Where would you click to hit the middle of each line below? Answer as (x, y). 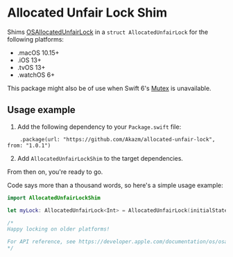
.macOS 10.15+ (38, 53)
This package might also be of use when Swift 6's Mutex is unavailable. (109, 88)
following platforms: (36, 39)
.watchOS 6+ (36, 75)
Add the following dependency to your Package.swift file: (99, 127)
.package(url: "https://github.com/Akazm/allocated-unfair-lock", (118, 139)
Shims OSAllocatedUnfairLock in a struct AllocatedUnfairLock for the (108, 32)
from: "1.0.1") (29, 145)
